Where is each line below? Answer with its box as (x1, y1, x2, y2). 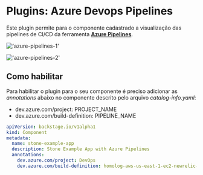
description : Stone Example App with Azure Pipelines (11, 146, 150, 152)
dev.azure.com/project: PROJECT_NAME (14, 106, 117, 113)
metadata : (6, 135, 31, 141)
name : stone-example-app (11, 141, 74, 147)
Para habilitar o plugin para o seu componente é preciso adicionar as (6, 87, 178, 95)
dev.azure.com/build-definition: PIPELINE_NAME (14, 112, 137, 119)
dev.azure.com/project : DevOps (17, 157, 96, 164)
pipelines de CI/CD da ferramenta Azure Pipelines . (6, 30, 134, 37)
